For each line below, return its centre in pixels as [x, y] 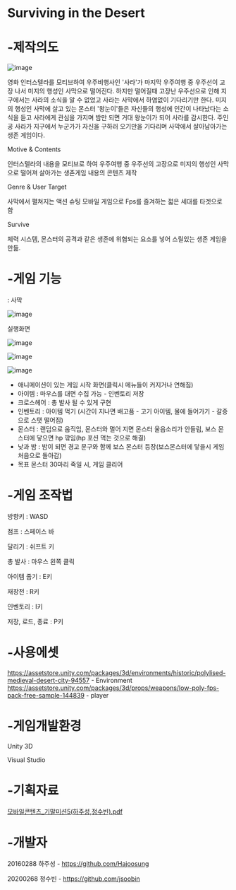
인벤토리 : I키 [25, 607]
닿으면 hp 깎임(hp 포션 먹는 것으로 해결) [91, 438]
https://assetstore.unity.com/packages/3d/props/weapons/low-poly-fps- [113, 688]
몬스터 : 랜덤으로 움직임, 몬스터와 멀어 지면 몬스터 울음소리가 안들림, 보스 [117, 429]
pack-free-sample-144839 [46, 695]
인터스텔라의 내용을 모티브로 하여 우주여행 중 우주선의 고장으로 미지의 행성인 [112, 164]
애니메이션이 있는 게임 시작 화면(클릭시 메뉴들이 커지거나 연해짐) [105, 385]
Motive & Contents [34, 149]
